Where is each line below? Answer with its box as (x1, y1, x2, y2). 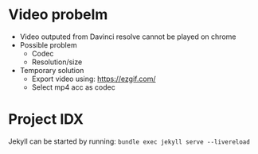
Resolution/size (31, 57, 83, 67)
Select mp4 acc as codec (31, 82, 115, 92)
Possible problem (19, 40, 77, 49)
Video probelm (8, 6, 108, 24)
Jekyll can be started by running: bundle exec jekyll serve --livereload (8, 137, 251, 146)
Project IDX (8, 110, 84, 129)
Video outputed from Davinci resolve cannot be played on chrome (19, 32, 236, 41)
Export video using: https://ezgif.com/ (31, 74, 156, 83)
